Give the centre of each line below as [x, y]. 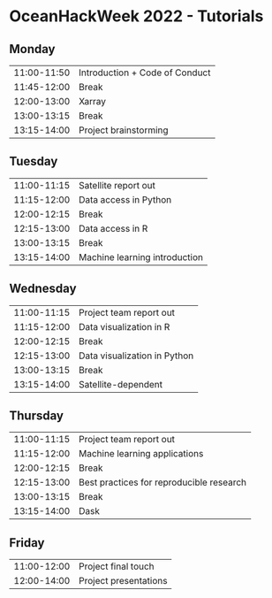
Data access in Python [125, 199]
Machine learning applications [141, 454]
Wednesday [43, 289]
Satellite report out [117, 185]
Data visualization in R [124, 326]
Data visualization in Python [136, 356]
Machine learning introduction [140, 257]
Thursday [37, 416]
